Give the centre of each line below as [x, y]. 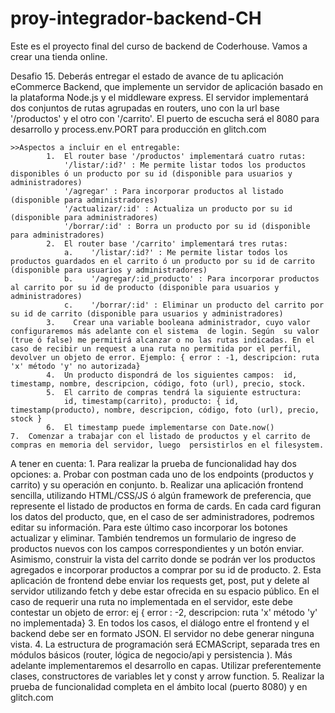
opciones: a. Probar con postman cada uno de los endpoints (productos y [162, 474]
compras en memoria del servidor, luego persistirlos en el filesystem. [167, 445]
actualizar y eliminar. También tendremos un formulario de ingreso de [153, 538]
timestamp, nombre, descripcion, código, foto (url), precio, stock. [158, 383]
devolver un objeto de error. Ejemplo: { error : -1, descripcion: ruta [165, 357]
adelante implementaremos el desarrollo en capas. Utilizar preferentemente [166, 665]
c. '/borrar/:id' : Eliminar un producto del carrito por [194, 305]
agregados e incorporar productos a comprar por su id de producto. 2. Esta [166, 569]
